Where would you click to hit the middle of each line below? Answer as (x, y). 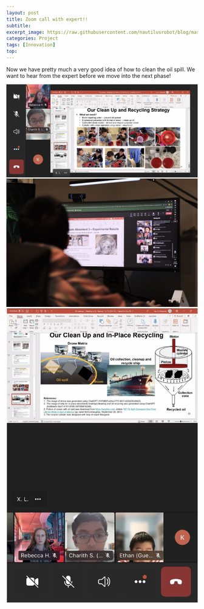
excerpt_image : (25, 32)
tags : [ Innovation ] (31, 45)
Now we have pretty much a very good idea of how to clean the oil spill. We (101, 69)
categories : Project (32, 39)
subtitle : (19, 26)
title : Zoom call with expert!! (47, 19)
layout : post (23, 13)
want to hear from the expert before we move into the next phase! (89, 75)
